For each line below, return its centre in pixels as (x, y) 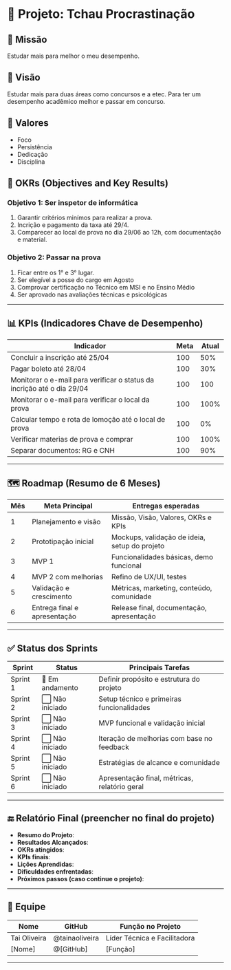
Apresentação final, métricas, (146, 778)
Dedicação (32, 154)
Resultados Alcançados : (53, 842)
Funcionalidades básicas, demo (162, 557)
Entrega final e (55, 608)
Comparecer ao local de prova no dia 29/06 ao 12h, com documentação (119, 233)
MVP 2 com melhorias (67, 577)
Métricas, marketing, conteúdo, (162, 588)
